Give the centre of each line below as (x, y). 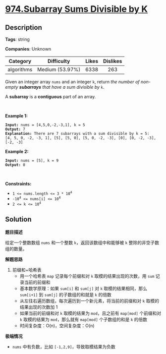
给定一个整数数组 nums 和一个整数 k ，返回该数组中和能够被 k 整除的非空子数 (82, 242)
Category (20, 61)
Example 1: (17, 116)
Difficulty (59, 61)
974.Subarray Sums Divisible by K (76, 9)
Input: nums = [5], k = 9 (32, 161)
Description (24, 28)
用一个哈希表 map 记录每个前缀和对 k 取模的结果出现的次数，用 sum (87, 276)
